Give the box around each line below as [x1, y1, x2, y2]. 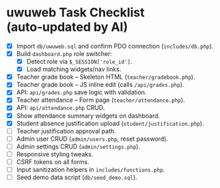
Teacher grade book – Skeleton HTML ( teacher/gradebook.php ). [16, 73, 195, 81]
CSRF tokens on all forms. [16, 157, 90, 165]
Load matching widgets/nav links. [26, 65, 122, 73]
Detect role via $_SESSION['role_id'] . [26, 57, 133, 66]
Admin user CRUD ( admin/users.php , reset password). [16, 135, 169, 143]
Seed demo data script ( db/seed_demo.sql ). [16, 173, 137, 181]
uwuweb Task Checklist [6, 5, 145, 21]
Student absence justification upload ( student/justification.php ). [16, 119, 204, 127]
